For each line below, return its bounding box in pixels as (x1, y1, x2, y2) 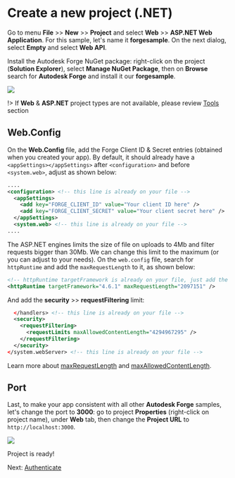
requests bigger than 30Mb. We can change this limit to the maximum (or (7, 247, 220, 256)
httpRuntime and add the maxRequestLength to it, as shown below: (7, 262, 196, 271)
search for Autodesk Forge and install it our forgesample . (7, 72, 176, 80)
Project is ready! (7, 450, 55, 458)
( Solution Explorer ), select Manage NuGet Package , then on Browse (7, 64, 208, 73)
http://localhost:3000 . (7, 423, 76, 431)
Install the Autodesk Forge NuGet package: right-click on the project (7, 56, 205, 65)
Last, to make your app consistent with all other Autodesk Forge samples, (7, 400, 222, 409)
